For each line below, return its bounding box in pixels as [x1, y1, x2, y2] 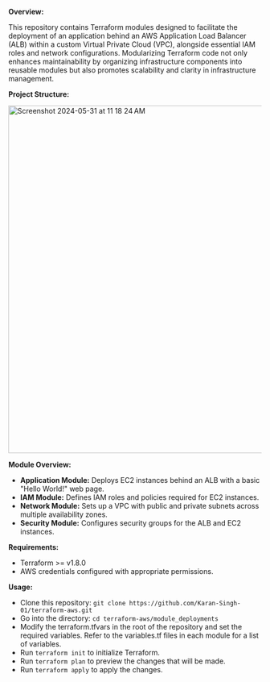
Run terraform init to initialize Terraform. [19, 648, 161, 657]
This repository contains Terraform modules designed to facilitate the [8, 23, 239, 31]
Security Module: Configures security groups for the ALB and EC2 [19, 518, 242, 527]
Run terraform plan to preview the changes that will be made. [19, 656, 227, 666]
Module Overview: [8, 460, 72, 469]
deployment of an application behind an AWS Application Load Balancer [8, 31, 247, 40]
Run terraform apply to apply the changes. [19, 665, 163, 674]
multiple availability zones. [19, 509, 108, 519]
